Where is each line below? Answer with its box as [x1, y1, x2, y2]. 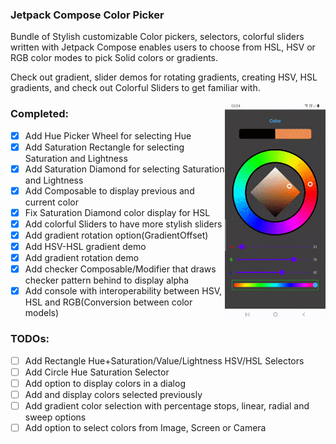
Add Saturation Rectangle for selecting [24, 141, 185, 153]
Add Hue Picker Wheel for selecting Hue [24, 129, 192, 142]
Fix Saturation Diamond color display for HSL [24, 206, 211, 218]
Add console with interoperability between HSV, [24, 285, 223, 297]
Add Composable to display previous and [24, 184, 195, 197]
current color [24, 196, 79, 208]
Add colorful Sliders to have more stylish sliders [24, 218, 223, 230]
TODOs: [10, 332, 50, 346]
